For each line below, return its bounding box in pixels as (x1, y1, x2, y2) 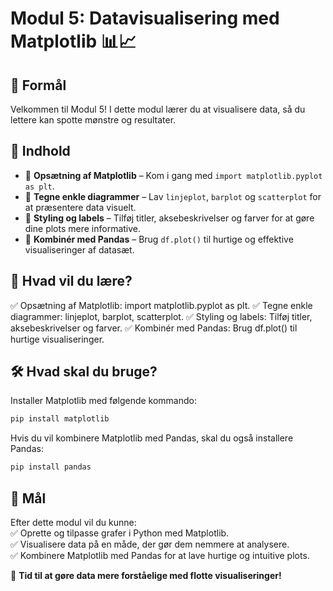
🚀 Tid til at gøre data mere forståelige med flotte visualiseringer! (10, 570, 282, 581)
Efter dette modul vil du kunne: (10, 517, 137, 528)
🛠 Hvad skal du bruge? (10, 363, 158, 381)
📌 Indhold (10, 143, 71, 160)
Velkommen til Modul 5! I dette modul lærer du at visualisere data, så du (10, 103, 306, 115)
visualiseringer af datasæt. (24, 243, 135, 256)
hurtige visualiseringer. (10, 333, 105, 345)
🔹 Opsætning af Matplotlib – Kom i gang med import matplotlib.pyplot (24, 169, 323, 181)
